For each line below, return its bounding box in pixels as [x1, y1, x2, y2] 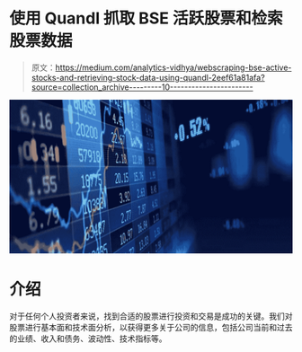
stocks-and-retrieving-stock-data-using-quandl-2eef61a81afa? [31, 72, 265, 83]
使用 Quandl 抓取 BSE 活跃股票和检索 [9, 8, 283, 29]
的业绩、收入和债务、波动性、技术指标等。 [9, 333, 167, 344]
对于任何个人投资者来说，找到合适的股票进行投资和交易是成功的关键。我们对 [9, 311, 293, 321]
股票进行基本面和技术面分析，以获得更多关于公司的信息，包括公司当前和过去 [9, 321, 293, 332]
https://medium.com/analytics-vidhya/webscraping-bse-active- [55, 62, 292, 73]
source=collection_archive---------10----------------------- [31, 82, 253, 92]
